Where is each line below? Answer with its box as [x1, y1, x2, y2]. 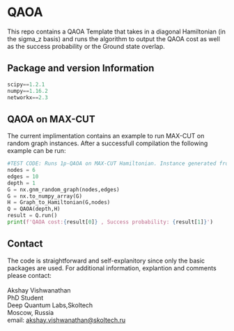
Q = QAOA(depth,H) [7, 205, 61, 213]
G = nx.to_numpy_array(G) [7, 193, 82, 200]
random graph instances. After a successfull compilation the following [7, 139, 208, 147]
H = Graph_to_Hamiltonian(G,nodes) [7, 199, 111, 206]
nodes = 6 [7, 167, 36, 174]
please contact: [7, 271, 52, 279]
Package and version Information [7, 62, 155, 74]
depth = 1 [7, 179, 36, 186]
